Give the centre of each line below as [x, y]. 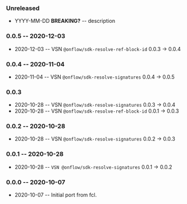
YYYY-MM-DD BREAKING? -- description [65, 21]
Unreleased [23, 8]
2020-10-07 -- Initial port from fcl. [56, 195]
